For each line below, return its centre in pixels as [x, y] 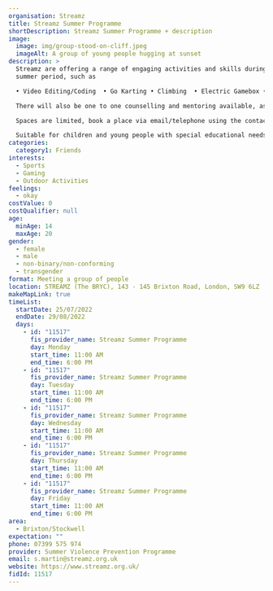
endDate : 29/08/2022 [50, 317]
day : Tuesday [52, 385]
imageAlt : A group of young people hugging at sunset [108, 54]
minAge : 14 [34, 226]
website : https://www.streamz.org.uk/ [74, 567]
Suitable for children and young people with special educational [130, 135]
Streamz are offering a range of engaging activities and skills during [141, 69]
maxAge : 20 [34, 234]
